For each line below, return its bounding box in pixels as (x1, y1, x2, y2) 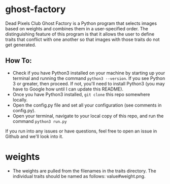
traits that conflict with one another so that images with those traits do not (5, 36, 160, 42)
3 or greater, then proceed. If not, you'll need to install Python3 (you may (12, 80, 165, 86)
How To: (5, 57, 32, 65)
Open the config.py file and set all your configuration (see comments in (12, 102, 162, 108)
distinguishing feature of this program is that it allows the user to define (5, 31, 155, 37)
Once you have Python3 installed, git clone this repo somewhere (12, 91, 151, 97)
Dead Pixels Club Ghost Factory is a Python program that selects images (5, 20, 157, 26)
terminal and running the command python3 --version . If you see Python (12, 75, 165, 81)
